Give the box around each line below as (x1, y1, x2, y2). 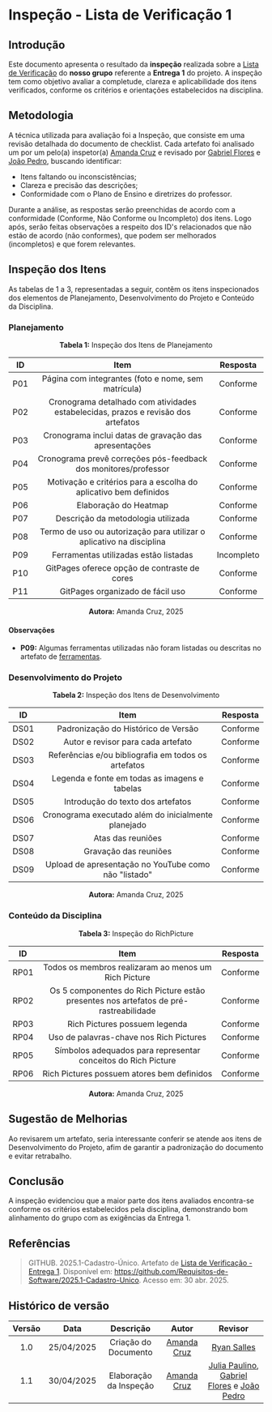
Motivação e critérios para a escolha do (47, 476, 198, 487)
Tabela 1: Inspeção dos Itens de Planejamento (59, 340, 213, 349)
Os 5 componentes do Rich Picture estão (49, 985, 206, 996)
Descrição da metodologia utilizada (55, 512, 190, 524)
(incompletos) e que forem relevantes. (8, 239, 136, 249)
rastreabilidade (98, 1005, 156, 1016)
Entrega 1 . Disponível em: (28, 1267, 113, 1277)
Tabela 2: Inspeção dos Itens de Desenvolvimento (52, 691, 220, 700)
